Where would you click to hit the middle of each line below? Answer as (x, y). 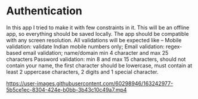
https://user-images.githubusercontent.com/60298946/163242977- (90, 83)
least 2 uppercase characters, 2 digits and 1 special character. (83, 72)
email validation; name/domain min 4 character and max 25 (96, 52)
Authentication (44, 11)
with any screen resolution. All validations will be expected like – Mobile (94, 40)
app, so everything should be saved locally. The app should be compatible (98, 33)
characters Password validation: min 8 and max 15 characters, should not (96, 59)
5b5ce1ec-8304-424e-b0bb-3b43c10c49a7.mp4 (66, 89)
